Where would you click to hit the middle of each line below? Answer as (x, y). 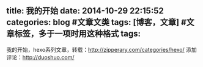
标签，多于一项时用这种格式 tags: (78, 34)
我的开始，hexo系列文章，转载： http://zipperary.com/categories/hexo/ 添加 (102, 49)
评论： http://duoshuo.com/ (40, 57)
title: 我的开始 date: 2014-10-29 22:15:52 (85, 11)
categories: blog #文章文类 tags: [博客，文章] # (96, 22)
